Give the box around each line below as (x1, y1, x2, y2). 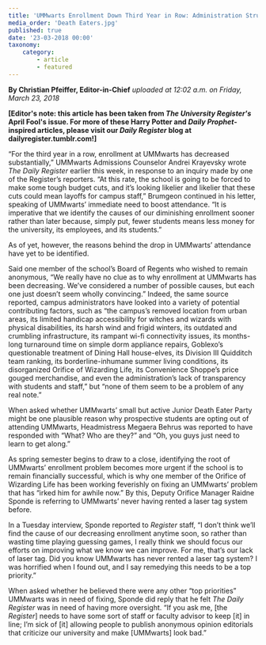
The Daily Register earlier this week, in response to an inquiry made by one (8, 165, 253, 175)
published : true (8, 26, 62, 34)
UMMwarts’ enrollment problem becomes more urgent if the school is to (8, 462, 244, 472)
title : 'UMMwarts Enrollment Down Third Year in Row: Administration (8, 11, 243, 20)
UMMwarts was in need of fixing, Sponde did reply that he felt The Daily (8, 594, 244, 604)
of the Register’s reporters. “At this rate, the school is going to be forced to (8, 174, 251, 184)
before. (8, 504, 32, 514)
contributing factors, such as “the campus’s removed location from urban (8, 305, 248, 315)
